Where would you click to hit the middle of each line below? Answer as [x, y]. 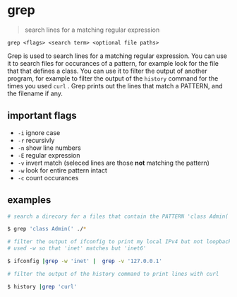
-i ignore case [39, 132]
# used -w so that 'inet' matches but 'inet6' [77, 249]
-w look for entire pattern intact [62, 170]
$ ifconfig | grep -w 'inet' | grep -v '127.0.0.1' [85, 261]
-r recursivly [36, 140]
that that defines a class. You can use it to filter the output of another [107, 71]
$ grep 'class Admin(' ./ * [47, 229]
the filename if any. [35, 93]
